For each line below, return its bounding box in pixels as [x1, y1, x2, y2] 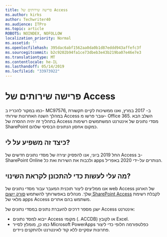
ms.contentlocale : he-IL [5, 59, 58, 64]
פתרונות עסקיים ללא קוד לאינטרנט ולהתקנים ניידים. [12, 226, 110, 232]
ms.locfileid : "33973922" [5, 69, 60, 74]
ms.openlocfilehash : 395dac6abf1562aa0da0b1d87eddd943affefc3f [5, 45, 142, 50]
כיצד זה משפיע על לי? [5, 138, 70, 147]
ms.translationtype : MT [5, 54, 56, 60]
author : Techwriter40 [5, 17, 51, 22]
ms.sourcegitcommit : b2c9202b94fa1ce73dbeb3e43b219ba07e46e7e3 [5, 50, 142, 55]
